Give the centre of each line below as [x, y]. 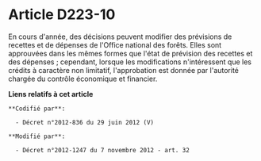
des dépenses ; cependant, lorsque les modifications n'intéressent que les [130, 62]
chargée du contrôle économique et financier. [83, 79]
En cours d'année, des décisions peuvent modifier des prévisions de [120, 36]
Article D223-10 [62, 15]
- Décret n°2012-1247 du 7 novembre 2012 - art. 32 [103, 150]
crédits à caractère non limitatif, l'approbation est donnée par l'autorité [124, 70]
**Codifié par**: [37, 109]
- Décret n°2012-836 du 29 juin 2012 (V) [85, 122]
